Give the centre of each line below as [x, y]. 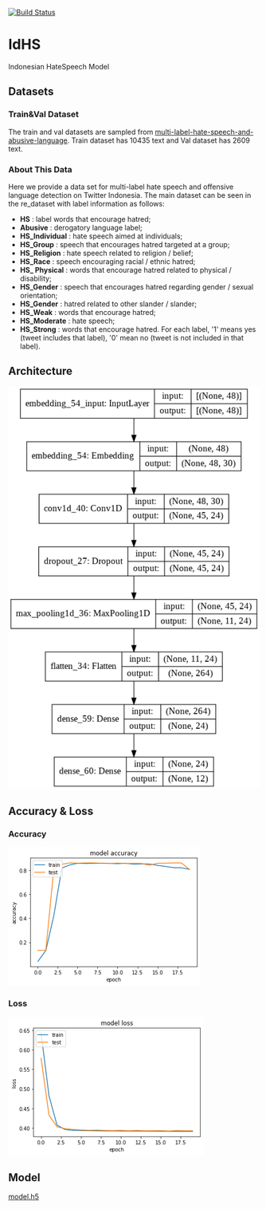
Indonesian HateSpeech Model [59, 66]
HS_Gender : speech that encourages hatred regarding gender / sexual [137, 286]
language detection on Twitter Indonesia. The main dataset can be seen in [130, 195]
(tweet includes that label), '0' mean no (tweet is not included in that [132, 337]
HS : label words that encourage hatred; [85, 219]
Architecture [41, 371]
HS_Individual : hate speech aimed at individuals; [101, 236]
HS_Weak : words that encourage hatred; [88, 312]
